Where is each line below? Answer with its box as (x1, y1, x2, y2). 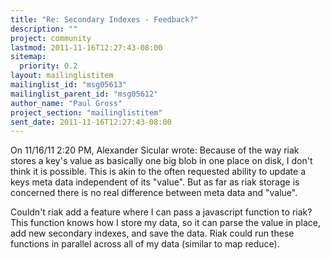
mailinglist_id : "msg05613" (10, 80, 128, 90)
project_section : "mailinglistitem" (10, 107, 163, 118)
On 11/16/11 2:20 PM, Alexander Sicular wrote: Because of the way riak (10, 144, 300, 156)
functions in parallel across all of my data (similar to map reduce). (10, 238, 280, 250)
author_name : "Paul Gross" (10, 98, 123, 108)
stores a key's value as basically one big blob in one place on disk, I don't (10, 155, 313, 167)
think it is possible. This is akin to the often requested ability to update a (10, 166, 306, 178)
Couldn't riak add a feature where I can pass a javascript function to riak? (10, 206, 313, 218)
